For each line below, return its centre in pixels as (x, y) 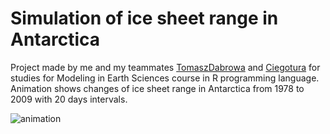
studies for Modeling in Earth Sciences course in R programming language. (165, 78)
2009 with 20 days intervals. (69, 99)
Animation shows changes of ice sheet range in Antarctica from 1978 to (157, 88)
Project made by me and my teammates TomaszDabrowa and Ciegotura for (165, 67)
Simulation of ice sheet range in (144, 18)
